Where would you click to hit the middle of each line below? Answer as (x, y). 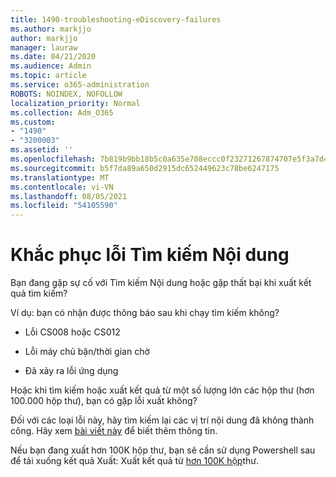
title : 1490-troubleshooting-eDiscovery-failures (116, 19)
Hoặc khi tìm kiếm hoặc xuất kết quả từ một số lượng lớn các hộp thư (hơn (162, 390)
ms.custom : (33, 122)
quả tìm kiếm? (39, 293)
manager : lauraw (44, 47)
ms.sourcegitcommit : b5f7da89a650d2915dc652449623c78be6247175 (145, 168)
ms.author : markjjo (51, 29)
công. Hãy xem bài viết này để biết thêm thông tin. (114, 431)
